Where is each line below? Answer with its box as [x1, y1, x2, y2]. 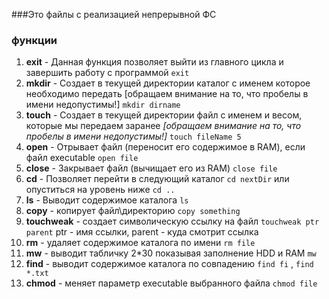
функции [11, 33, 58, 47]
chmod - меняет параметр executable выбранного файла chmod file [25, 277, 318, 289]
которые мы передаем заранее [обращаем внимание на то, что [25, 120, 302, 132]
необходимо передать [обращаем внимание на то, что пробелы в [25, 88, 309, 100]
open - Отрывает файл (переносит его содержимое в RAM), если [25, 141, 306, 153]
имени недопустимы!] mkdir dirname [25, 99, 181, 111]
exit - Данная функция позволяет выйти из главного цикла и [25, 56, 284, 68]
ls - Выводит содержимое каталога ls [25, 194, 189, 206]
